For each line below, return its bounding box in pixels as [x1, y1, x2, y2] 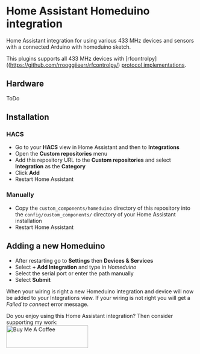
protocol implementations [121, 61, 185, 69]
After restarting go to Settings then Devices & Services [14, 257, 154, 264]
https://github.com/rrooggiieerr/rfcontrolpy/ [10, 61, 119, 69]
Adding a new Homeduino [6, 241, 105, 251]
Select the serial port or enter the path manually [14, 269, 134, 277]
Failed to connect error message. [6, 301, 89, 308]
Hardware [6, 79, 44, 89]
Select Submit [14, 276, 51, 283]
